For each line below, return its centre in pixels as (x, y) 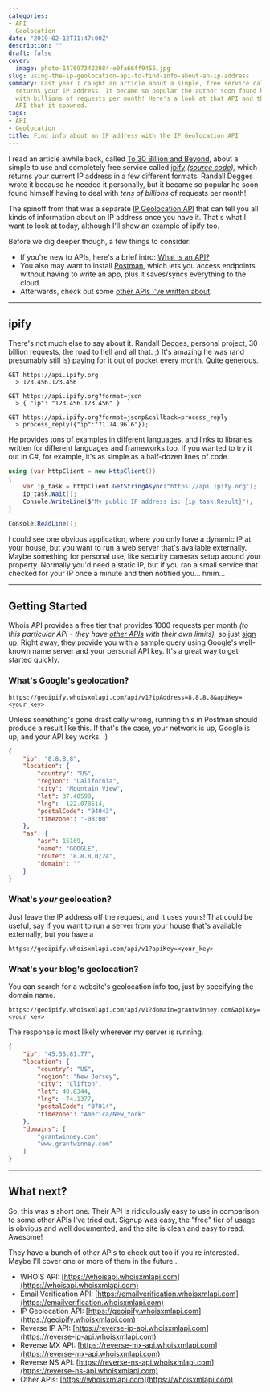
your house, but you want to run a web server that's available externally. (128, 547)
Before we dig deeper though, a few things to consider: (100, 241)
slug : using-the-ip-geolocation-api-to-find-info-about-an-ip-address (129, 76)
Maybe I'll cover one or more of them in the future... (94, 1261)
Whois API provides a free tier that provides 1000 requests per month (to (129, 625)
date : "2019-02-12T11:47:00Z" (59, 38)
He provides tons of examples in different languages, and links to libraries (130, 439)
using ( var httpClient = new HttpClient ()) (82, 472)
